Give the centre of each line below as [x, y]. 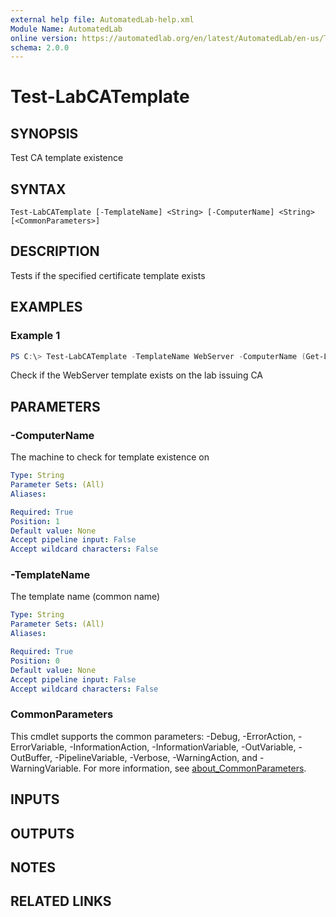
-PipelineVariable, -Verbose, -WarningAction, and [156, 757]
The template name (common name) [85, 597]
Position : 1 [35, 521]
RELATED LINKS [61, 901]
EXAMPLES [46, 307]
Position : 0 [35, 661]
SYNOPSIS [44, 133]
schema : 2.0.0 [40, 47]
